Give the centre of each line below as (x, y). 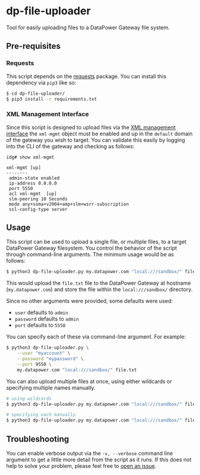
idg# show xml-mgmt (30, 157)
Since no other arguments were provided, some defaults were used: (90, 301)
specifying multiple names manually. (51, 387)
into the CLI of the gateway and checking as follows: (71, 146)
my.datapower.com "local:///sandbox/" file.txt (77, 370)
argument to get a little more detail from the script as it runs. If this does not (99, 460)
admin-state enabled (34, 178)
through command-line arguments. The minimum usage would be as (90, 254)
